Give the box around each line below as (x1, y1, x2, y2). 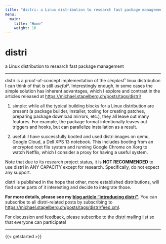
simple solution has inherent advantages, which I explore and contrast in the (5, 88, 161, 94)
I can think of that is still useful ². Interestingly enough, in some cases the (5, 83, 153, 89)
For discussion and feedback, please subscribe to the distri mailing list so (5, 214, 155, 220)
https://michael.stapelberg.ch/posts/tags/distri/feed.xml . (5, 204, 121, 210)
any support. (5, 169, 31, 176)
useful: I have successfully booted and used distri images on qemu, (12, 134, 150, 140)
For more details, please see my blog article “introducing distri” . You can (5, 194, 157, 200)
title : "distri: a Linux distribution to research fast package (5, 7, 140, 12)
